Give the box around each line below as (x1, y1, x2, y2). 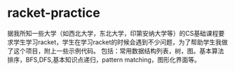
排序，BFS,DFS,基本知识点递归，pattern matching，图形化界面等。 (7, 55, 201, 64)
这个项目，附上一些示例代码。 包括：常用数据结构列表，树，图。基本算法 (13, 46, 224, 55)
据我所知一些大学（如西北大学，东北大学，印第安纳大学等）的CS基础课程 (7, 29, 219, 37)
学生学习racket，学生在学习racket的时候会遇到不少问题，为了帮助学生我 (13, 37, 222, 46)
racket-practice (7, 5, 100, 21)
